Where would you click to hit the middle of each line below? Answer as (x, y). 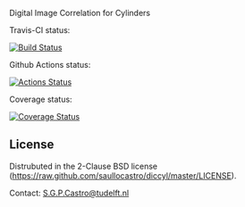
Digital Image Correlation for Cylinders (80, 13)
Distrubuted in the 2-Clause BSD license (84, 166)
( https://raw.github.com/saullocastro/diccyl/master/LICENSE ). (123, 175)
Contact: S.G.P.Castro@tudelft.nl (69, 193)
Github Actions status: (50, 65)
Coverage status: (41, 99)
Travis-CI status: (40, 30)
